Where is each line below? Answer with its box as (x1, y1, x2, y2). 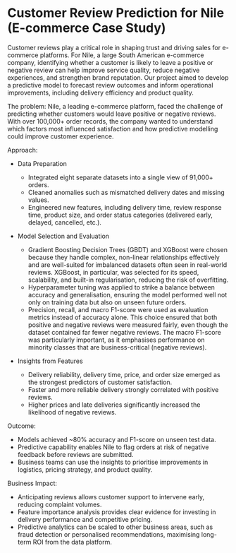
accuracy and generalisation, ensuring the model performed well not (27, 290, 228, 299)
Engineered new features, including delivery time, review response (27, 203, 222, 211)
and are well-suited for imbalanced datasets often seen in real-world (27, 260, 228, 269)
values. (27, 196, 49, 204)
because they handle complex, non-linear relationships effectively (27, 253, 220, 261)
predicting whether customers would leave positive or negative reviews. (7, 109, 216, 118)
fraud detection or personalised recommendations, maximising (17, 530, 200, 538)
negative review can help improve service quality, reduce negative (7, 66, 200, 74)
